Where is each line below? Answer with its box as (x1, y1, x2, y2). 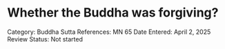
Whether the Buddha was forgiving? (7, 5, 219, 21)
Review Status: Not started (7, 35, 83, 43)
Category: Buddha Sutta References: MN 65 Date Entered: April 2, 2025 (7, 28, 211, 36)
